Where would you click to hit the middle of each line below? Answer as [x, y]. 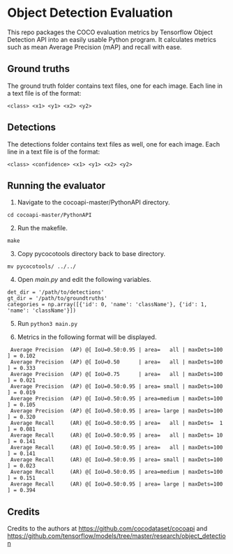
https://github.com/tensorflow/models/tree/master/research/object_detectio [116, 536]
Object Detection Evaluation [90, 13]
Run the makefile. [43, 228]
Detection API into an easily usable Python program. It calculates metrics [112, 39]
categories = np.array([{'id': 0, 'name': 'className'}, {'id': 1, [107, 305]
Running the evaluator [57, 185]
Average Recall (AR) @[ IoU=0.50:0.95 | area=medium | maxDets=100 [116, 472]
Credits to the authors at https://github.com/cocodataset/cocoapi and [107, 529]
